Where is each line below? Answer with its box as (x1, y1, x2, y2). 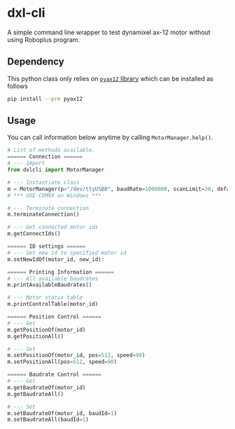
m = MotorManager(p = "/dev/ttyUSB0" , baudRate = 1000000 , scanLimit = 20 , (7, 185, 215, 192)
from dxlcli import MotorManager (7, 167, 105, 174)
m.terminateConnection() (7, 211, 80, 218)
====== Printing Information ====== (7, 268, 114, 276)
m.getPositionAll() (7, 332, 64, 340)
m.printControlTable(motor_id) (7, 301, 99, 308)
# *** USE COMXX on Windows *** (7, 192, 101, 199)
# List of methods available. (7, 147, 96, 154)
